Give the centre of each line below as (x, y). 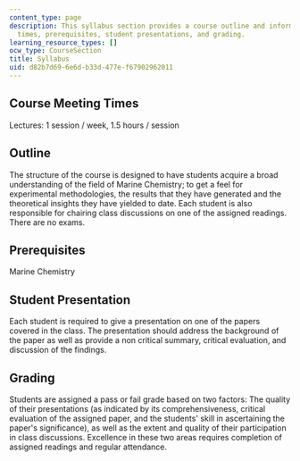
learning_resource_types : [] (63, 42)
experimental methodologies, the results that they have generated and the (146, 194)
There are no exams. (47, 222)
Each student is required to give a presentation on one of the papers (135, 322)
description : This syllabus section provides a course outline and (137, 26)
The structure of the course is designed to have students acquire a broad (144, 174)
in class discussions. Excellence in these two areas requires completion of (146, 437)
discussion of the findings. (58, 350)
